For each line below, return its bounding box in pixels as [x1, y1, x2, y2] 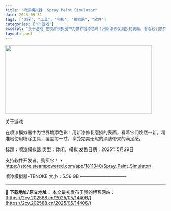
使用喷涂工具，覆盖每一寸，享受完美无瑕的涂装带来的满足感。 [14, 136, 144, 141]
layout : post [5, 31, 33, 36]
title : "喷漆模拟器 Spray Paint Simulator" [5, 7, 98, 13]
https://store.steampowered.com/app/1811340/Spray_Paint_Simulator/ [5, 163, 152, 169]
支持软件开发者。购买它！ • [5, 157, 63, 163]
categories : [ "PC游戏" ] [5, 21, 54, 27]
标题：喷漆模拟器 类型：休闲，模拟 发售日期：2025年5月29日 [5, 146, 134, 153]
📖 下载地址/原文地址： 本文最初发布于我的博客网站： [5, 189, 116, 195]
